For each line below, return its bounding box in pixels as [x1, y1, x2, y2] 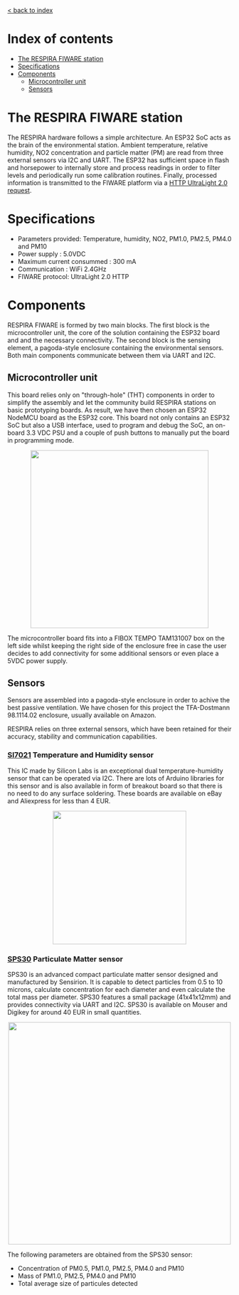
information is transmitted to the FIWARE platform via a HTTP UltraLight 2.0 [7, 178, 228, 187]
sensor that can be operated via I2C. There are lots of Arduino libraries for [7, 773, 225, 782]
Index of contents [7, 31, 114, 47]
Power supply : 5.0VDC [17, 249, 86, 258]
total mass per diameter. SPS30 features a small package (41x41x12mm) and [7, 993, 231, 1001]
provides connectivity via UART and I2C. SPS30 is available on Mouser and [7, 1000, 228, 1009]
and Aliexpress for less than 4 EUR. [7, 796, 111, 805]
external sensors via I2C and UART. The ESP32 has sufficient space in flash [7, 156, 230, 164]
